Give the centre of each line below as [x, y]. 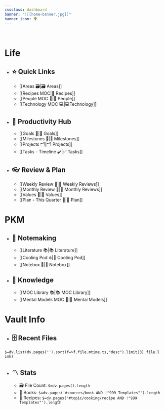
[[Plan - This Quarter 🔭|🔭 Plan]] [51, 200]
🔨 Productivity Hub [41, 122]
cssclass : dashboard [26, 10]
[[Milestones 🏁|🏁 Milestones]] [49, 139]
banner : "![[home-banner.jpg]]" [38, 14]
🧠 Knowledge [33, 280]
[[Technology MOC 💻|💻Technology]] [58, 104]
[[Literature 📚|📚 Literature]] [48, 250]
